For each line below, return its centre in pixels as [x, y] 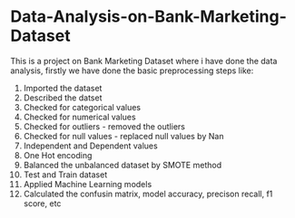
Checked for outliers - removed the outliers [104, 126]
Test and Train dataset [65, 175]
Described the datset [63, 98]
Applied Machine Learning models [88, 184]
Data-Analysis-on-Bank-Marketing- [148, 17]
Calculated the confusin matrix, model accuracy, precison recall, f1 [148, 194]
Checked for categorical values [82, 107]
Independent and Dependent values [90, 146]
